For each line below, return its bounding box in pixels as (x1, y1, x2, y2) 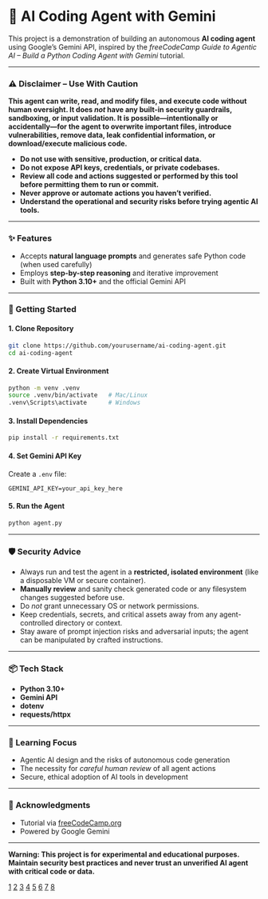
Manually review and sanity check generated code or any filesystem (19, 584, 247, 593)
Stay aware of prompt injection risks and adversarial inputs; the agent (19, 626, 249, 636)
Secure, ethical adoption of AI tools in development (19, 772, 189, 782)
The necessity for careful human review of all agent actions (19, 764, 216, 773)
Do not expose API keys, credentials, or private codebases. (19, 163, 220, 173)
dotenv (19, 701, 45, 711)
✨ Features (8, 233, 53, 244)
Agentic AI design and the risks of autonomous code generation (19, 755, 231, 765)
